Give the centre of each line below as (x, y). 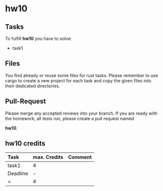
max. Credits (48, 157)
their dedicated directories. (33, 86)
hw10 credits (25, 143)
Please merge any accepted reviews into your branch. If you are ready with (81, 113)
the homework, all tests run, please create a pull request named (70, 118)
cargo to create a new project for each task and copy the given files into (78, 80)
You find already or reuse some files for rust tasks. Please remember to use (82, 75)
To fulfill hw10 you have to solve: (39, 38)
